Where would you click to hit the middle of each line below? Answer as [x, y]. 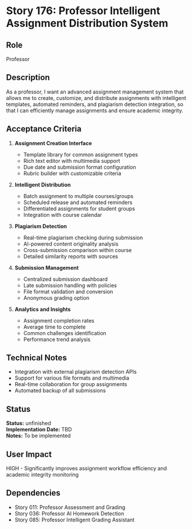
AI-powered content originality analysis [71, 244]
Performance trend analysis [57, 339]
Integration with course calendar [63, 215]
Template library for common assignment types [80, 155]
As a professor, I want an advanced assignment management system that [95, 92]
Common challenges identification [65, 333]
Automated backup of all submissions [60, 391]
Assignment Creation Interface [53, 143]
